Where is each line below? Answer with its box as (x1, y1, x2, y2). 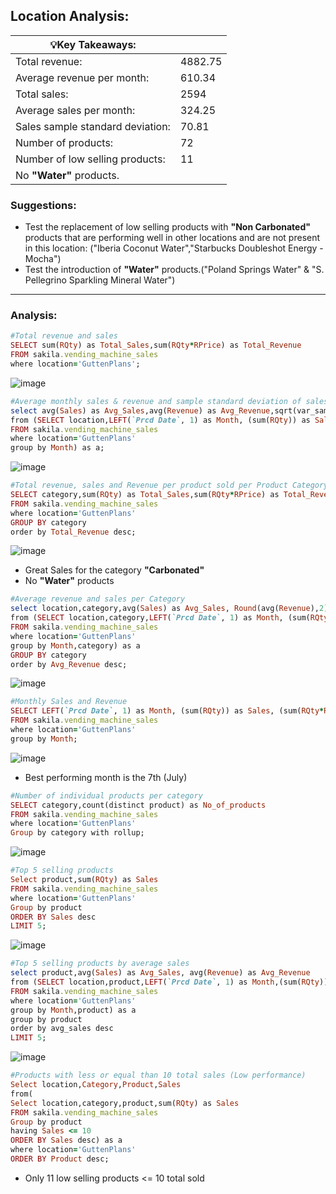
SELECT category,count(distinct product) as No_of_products (10, 800, 267, 810)
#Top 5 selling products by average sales (10, 959, 190, 969)
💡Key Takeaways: (49, 37, 137, 51)
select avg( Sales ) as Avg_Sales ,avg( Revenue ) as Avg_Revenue (10, 405, 271, 416)
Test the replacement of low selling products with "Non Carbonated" (24, 221, 311, 233)
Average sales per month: (15, 103, 136, 117)
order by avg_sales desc (10, 1024, 114, 1034)
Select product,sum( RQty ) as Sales (10, 875, 159, 885)
